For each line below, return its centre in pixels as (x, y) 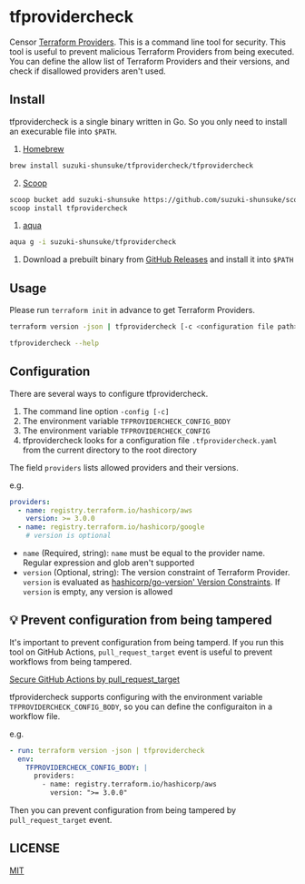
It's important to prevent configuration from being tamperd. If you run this (147, 642)
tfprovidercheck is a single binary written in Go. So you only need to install (148, 121)
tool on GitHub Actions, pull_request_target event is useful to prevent (141, 652)
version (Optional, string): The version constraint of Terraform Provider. (156, 572)
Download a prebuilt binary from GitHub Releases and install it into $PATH (158, 259)
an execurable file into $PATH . (64, 131)
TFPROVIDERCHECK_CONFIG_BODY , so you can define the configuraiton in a (141, 706)
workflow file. (35, 716)
